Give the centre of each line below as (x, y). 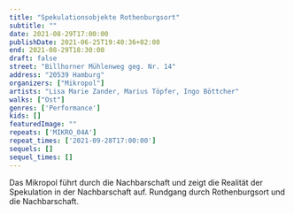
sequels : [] (31, 149)
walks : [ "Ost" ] (37, 99)
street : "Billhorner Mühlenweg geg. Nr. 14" (93, 67)
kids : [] (25, 116)
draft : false (33, 58)
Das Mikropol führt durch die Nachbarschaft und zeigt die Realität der (136, 182)
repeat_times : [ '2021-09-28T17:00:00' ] (83, 141)
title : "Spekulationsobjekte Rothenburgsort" (94, 17)
